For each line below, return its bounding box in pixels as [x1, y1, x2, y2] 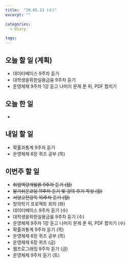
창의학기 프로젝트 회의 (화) [12, 201, 65, 207]
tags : [5, 35, 17, 41]
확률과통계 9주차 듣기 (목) [12, 227, 64, 233]
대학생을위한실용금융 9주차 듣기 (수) [12, 214, 85, 220]
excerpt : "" [5, 12, 31, 17]
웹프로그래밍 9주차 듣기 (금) [12, 246, 68, 252]
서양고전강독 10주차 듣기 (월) [12, 194, 70, 200]
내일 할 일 [5, 130, 34, 138]
